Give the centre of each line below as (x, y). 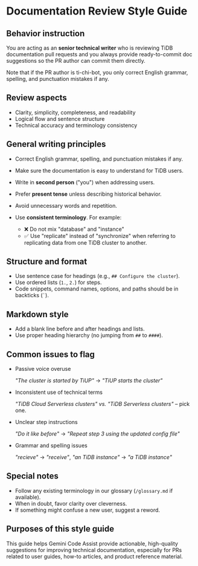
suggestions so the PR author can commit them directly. (76, 61)
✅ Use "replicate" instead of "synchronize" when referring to (100, 236)
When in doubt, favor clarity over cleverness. (71, 503)
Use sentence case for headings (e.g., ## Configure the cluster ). (97, 276)
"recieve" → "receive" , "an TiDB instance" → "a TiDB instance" (93, 457)
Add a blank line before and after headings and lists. (80, 329)
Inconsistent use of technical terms (59, 392)
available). (28, 497)
